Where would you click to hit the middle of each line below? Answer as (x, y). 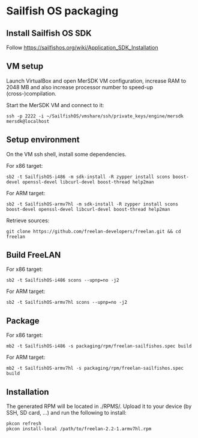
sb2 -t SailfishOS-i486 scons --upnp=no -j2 (63, 280)
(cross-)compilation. (31, 93)
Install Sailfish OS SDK (49, 33)
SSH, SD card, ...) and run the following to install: (67, 413)
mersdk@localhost (28, 121)
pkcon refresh (24, 424)
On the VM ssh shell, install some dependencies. (66, 154)
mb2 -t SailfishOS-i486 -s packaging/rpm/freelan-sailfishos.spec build (99, 346)
